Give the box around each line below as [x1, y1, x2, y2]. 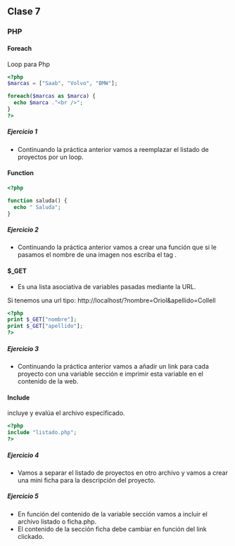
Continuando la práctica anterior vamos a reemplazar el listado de [17, 145, 209, 153]
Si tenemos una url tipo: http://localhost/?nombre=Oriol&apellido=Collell [7, 296, 216, 305]
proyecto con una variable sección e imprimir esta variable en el [17, 369, 204, 379]
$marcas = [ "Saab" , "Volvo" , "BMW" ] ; [7, 80, 118, 87]
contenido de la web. [17, 377, 79, 386]
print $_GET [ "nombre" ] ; [7, 316, 77, 323]
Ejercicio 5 [7, 492, 39, 500]
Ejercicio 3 [7, 344, 39, 353]
